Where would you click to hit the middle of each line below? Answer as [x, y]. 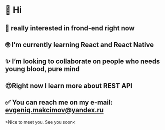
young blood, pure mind [42, 69]
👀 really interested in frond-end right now [70, 28]
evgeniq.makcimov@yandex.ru [54, 110]
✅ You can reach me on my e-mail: [59, 103]
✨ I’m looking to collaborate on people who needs [82, 62]
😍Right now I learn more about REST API [69, 86]
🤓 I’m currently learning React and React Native [80, 44]
